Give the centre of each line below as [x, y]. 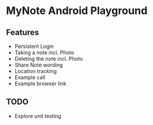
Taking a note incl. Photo [44, 53]
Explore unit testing [38, 116]
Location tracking [36, 71]
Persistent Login [34, 46]
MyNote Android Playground [77, 11]
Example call [30, 77]
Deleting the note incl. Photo [49, 59]
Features [22, 32]
